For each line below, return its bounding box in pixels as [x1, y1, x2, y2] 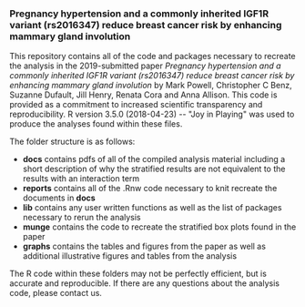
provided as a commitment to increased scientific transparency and [9, 99, 263, 110]
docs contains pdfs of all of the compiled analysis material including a [22, 154, 286, 165]
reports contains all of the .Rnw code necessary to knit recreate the [22, 183, 278, 194]
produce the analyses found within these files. [9, 118, 183, 129]
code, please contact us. [9, 288, 103, 299]
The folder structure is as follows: [9, 136, 136, 148]
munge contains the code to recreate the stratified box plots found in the [22, 221, 297, 232]
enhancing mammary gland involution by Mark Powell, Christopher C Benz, [9, 80, 293, 91]
